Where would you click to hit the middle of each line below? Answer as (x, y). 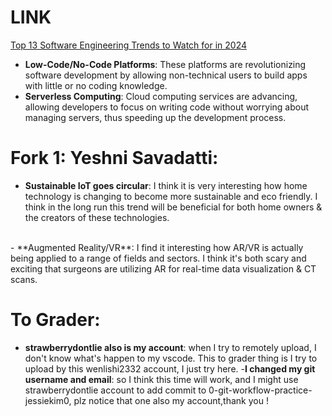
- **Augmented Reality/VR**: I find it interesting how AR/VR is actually (157, 247)
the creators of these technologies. (97, 217)
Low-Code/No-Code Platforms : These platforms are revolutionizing (165, 64)
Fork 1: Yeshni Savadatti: (114, 158)
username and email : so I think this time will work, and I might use (161, 379)
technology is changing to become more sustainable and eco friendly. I (171, 196)
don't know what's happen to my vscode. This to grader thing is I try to (171, 358)
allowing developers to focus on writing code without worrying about (167, 107)
